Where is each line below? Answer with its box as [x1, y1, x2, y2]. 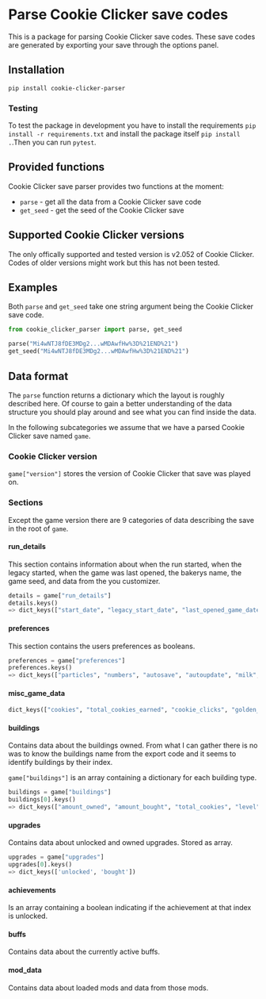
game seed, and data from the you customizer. [8, 576, 161, 586]
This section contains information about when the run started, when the [8, 559, 242, 569]
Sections [8, 498, 44, 509]
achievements [8, 885, 57, 894]
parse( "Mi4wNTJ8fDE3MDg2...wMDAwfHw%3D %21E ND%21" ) [8, 340, 179, 348]
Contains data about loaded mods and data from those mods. [8, 982, 209, 993]
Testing [8, 102, 38, 113]
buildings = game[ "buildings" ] [8, 788, 112, 797]
